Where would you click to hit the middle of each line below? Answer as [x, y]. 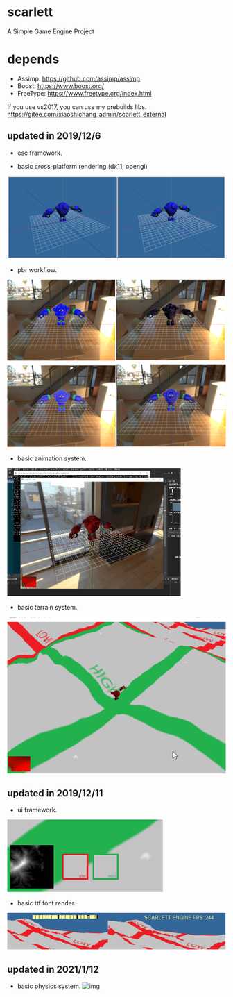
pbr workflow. [37, 270]
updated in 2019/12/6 [54, 136]
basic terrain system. [47, 608]
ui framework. [37, 810]
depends [33, 59]
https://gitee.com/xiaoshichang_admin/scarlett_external [87, 114]
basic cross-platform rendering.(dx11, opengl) [82, 166]
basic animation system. [52, 458]
